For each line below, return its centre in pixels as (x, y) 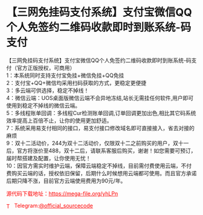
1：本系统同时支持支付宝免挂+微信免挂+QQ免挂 (65, 75)
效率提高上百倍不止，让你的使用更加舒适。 (59, 120)
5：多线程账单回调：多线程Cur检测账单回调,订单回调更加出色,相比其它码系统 (101, 113)
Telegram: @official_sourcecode (54, 205)
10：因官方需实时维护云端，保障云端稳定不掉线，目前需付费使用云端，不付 (99, 166)
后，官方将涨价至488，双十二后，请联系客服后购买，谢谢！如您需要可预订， (101, 151)
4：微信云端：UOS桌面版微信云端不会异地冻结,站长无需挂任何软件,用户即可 (100, 98)
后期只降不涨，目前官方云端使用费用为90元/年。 (66, 181)
